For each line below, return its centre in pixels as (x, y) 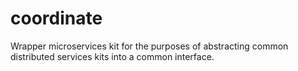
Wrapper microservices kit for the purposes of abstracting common (149, 46)
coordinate (56, 18)
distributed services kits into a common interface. (112, 56)
